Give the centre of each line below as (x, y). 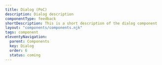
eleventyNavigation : (26, 37)
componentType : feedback (31, 19)
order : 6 (18, 50)
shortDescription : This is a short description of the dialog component (81, 23)
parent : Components (30, 42)
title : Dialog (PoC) (26, 10)
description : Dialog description (39, 14)
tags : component (22, 32)
